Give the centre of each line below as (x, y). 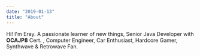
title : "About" (25, 17)
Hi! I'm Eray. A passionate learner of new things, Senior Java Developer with (100, 34)
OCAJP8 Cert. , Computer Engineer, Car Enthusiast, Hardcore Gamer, (92, 40)
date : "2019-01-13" (31, 11)
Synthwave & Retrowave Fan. (42, 46)
